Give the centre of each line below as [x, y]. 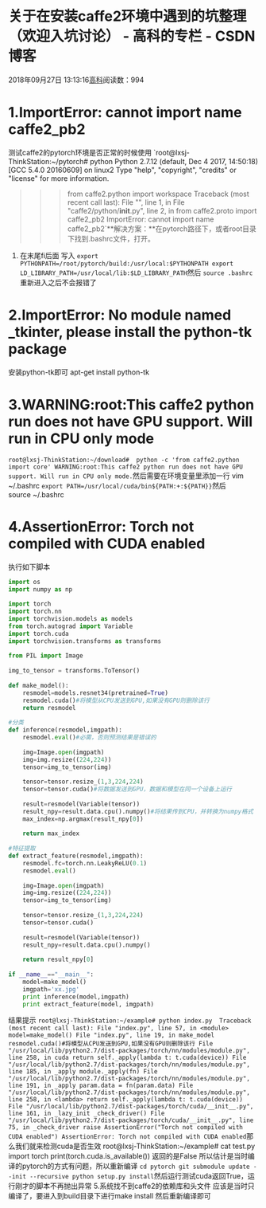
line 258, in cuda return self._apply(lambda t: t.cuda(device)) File [127, 1058]
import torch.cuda [39, 633]
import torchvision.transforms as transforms [85, 641]
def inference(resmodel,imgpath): [66, 730]
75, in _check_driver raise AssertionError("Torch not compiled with [126, 1128]
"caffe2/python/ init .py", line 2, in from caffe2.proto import [162, 210]
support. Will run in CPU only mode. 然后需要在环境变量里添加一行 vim [126, 476]
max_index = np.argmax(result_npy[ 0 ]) [83, 819]
